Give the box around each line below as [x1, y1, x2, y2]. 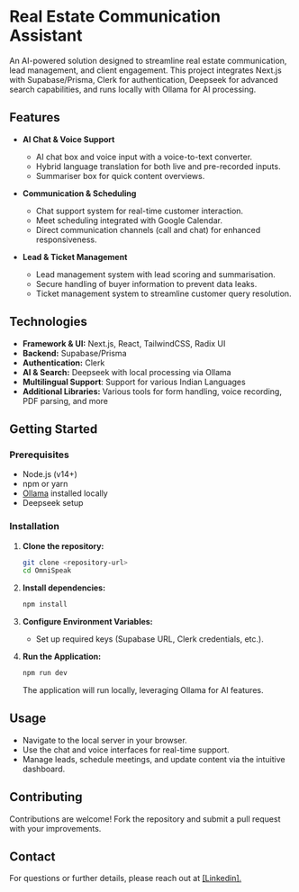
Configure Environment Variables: [22, 617, 153, 627]
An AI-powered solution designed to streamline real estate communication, [9, 55, 287, 66]
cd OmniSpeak [22, 566, 72, 575]
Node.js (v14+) [22, 469, 78, 480]
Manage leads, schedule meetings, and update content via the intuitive [22, 753, 285, 764]
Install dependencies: [22, 582, 106, 593]
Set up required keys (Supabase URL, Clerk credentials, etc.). [35, 634, 264, 644]
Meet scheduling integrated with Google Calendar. [35, 214, 223, 226]
